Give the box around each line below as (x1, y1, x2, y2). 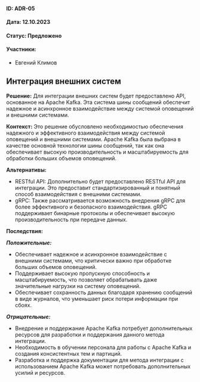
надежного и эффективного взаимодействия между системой (6, 129, 165, 136)
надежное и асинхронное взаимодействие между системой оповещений (6, 105, 194, 112)
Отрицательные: (6, 313, 51, 320)
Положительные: (6, 239, 52, 246)
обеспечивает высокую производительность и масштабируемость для (6, 148, 189, 155)
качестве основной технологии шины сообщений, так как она (6, 142, 165, 149)
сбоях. (14, 301, 32, 308)
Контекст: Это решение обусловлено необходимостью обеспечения (6, 123, 183, 130)
